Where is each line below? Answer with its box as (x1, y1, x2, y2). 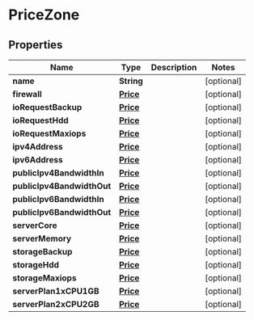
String (118, 75, 143, 86)
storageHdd (12, 259, 59, 270)
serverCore (12, 220, 57, 231)
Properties (8, 38, 63, 52)
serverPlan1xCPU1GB (12, 285, 99, 297)
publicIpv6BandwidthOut (12, 207, 112, 217)
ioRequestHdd (12, 115, 69, 126)
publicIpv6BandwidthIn (12, 194, 104, 204)
